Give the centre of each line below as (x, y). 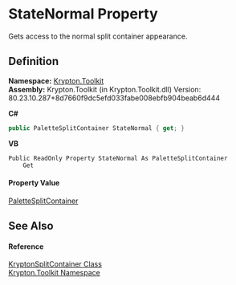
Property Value (34, 183)
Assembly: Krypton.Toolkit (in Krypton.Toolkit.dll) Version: (105, 89)
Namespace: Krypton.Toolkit (56, 80)
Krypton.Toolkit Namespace (54, 273)
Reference (26, 246)
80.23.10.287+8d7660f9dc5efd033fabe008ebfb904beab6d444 (114, 98)
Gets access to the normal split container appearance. (98, 36)
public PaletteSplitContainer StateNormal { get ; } (96, 128)
